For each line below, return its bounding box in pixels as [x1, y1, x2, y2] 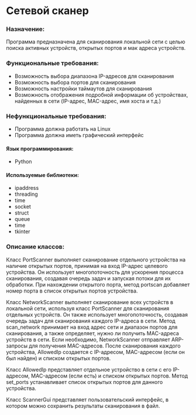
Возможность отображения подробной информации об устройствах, [14, 91, 188, 98]
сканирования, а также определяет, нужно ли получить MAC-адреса [6, 329, 180, 336]
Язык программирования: [6, 145, 74, 152]
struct [14, 209, 29, 216]
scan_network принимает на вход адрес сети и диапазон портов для [6, 324, 178, 331]
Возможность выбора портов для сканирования [14, 79, 136, 86]
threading [14, 191, 38, 198]
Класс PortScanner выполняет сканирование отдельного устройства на [6, 256, 186, 263]
